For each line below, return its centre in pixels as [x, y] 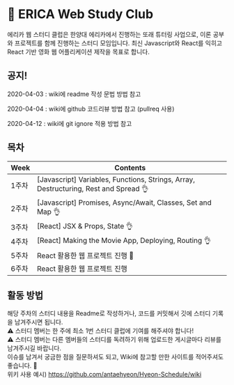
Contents [130, 168]
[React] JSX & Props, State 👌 [85, 226]
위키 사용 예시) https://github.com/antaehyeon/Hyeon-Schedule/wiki [104, 375]
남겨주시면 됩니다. [39, 322]
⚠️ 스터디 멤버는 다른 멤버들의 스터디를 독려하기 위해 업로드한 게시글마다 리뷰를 [114, 340]
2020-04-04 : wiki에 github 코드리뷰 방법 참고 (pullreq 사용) [91, 109]
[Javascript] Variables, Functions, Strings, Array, [116, 179]
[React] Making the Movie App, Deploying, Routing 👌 [124, 240]
